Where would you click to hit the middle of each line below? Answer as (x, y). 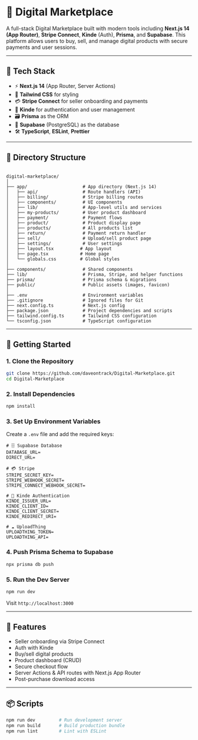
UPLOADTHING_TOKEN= (30, 532)
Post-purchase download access (55, 679)
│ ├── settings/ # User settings (64, 243)
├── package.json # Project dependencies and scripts (89, 310)
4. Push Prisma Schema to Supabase (60, 552)
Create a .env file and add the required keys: (60, 434)
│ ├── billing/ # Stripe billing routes (75, 197)
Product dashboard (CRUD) (48, 660)
